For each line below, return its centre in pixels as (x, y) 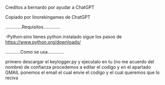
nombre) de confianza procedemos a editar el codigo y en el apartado (78, 67)
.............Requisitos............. (33, 27)
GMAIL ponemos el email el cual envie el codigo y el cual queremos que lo (82, 72)
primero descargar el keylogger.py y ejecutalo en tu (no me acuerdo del (80, 62)
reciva (12, 78)
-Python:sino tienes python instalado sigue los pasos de (64, 37)
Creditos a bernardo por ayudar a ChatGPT (50, 7)
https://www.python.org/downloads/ (43, 42)
